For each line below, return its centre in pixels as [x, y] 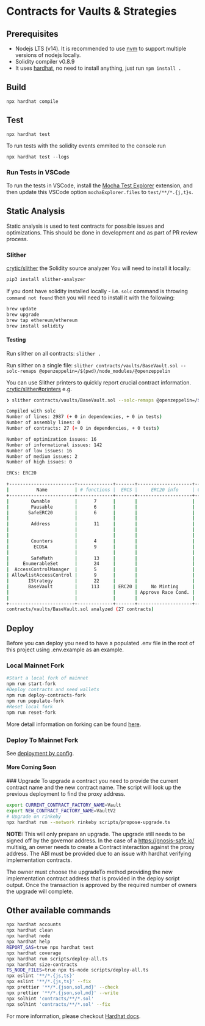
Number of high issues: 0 [39, 462]
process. [17, 239]
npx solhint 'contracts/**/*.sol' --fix [59, 1004]
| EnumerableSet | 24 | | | [101, 564]
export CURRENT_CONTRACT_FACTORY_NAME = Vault [64, 805]
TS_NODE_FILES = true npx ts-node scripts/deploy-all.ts [77, 970]
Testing [16, 340]
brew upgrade [23, 314]
